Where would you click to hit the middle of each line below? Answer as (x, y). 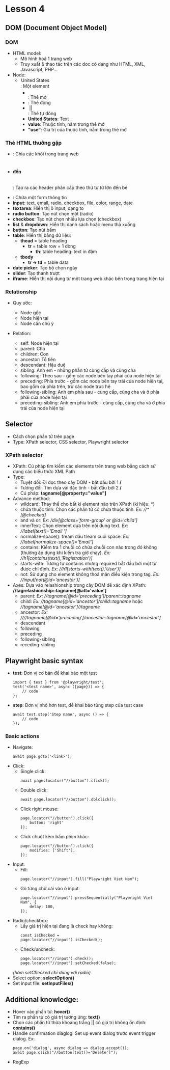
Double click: (34, 790)
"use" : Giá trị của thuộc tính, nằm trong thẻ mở (77, 129)
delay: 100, (42, 907)
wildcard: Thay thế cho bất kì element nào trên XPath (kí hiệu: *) (88, 504)
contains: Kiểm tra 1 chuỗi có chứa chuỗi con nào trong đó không (89, 547)
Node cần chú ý (37, 323)
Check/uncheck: (37, 949)
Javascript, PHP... (39, 69)
